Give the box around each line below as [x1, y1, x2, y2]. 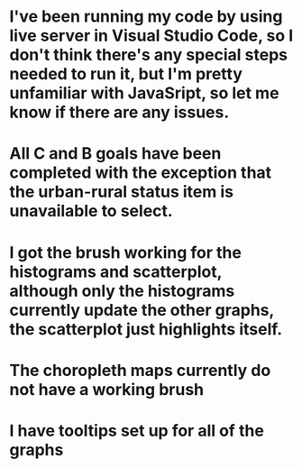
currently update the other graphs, [9, 299, 275, 320]
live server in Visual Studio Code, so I [9, 25, 294, 46]
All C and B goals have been [9, 143, 222, 164]
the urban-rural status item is [9, 182, 234, 202]
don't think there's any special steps [9, 45, 288, 65]
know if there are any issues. [9, 102, 230, 123]
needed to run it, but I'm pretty [9, 64, 243, 85]
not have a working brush [9, 379, 205, 399]
